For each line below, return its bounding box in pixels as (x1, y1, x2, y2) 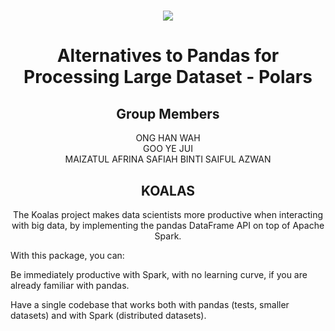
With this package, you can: (10, 250, 125, 261)
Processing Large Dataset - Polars (23, 66, 313, 89)
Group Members (116, 105, 220, 122)
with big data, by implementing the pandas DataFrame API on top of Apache (11, 220, 325, 231)
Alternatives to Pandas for (56, 45, 280, 67)
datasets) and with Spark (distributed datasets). (10, 310, 207, 321)
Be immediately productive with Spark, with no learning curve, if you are (10, 269, 308, 280)
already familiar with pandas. (10, 280, 130, 291)
